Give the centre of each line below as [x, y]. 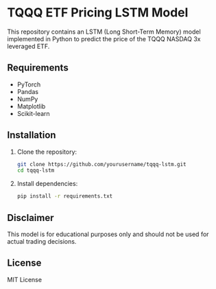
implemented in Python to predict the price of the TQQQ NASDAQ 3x [104, 38]
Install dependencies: [47, 184]
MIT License [25, 279]
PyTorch [29, 84]
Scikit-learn [33, 113]
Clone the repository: [47, 152]
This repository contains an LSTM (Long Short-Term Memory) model [104, 32]
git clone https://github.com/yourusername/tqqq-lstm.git [101, 164]
